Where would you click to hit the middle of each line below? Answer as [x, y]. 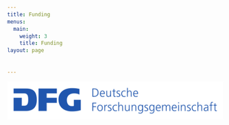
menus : [16, 22]
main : [21, 29]
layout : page [26, 51]
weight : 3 [34, 36]
